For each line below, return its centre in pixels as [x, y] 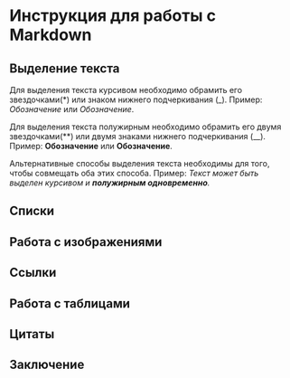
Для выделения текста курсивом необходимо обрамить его [126, 90]
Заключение [47, 365]
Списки [32, 211]
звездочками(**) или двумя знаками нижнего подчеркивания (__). [138, 136]
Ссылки [33, 273]
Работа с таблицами [70, 303]
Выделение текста [65, 68]
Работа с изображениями [86, 242]
